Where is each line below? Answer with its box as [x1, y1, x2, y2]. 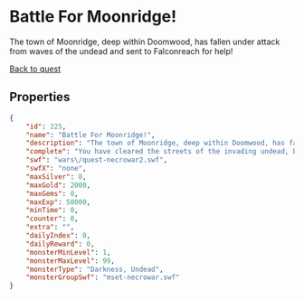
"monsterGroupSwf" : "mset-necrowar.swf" [25, 273, 180, 282]
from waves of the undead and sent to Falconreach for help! [9, 45, 233, 56]
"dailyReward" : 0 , [25, 239, 95, 248]
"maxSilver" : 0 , [25, 172, 88, 182]
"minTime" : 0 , [25, 206, 79, 215]
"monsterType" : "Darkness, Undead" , [25, 265, 165, 274]
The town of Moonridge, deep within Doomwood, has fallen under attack [9, 36, 280, 47]
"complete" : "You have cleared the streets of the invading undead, [25, 147, 290, 156]
